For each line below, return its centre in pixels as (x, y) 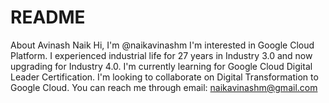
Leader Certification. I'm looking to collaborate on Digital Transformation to (164, 77)
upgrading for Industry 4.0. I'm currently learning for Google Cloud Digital (161, 66)
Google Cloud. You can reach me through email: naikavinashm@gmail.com (164, 87)
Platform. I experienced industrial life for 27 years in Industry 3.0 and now (161, 55)
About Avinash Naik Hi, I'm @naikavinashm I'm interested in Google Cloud (162, 45)
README (48, 17)
